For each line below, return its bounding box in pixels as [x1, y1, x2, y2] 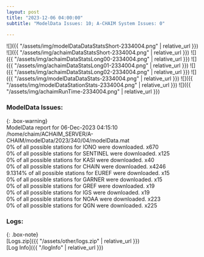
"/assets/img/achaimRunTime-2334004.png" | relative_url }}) [6, 88, 160, 95]
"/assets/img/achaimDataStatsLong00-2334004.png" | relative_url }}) [14, 56, 191, 63]
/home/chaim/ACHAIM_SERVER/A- [6, 130, 93, 138]
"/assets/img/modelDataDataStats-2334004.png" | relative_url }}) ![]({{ [14, 75, 194, 83]
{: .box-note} [6, 231, 38, 238]
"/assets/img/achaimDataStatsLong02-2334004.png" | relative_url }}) [14, 69, 190, 76]
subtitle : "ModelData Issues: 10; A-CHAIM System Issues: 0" [6, 20, 166, 26]
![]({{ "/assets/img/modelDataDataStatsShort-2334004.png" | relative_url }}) [6, 42, 199, 50]
